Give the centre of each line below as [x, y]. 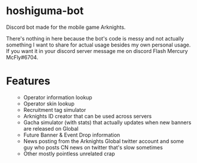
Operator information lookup [58, 97]
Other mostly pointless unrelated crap [69, 154]
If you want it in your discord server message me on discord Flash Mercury [97, 51]
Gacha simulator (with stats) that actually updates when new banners [107, 122]
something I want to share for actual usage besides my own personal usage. [98, 45]
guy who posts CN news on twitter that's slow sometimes [93, 147]
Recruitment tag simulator [55, 109]
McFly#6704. [22, 57]
